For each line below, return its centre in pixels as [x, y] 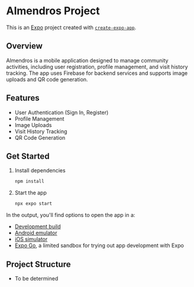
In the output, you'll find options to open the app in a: [71, 215]
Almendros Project [53, 11]
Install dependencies [40, 171]
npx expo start [33, 204]
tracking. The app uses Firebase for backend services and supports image [97, 73]
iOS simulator [31, 239]
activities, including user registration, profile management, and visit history [97, 67]
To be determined [36, 278]
